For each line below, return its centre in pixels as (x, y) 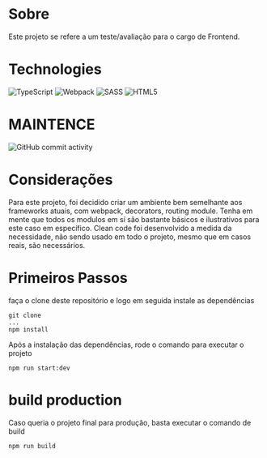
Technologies (55, 69)
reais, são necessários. (47, 245)
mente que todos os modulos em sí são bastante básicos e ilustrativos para (134, 219)
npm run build (32, 446)
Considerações (61, 180)
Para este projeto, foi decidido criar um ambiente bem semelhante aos (125, 202)
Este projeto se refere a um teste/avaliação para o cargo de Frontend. (124, 36)
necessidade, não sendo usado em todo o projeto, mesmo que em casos (130, 237)
